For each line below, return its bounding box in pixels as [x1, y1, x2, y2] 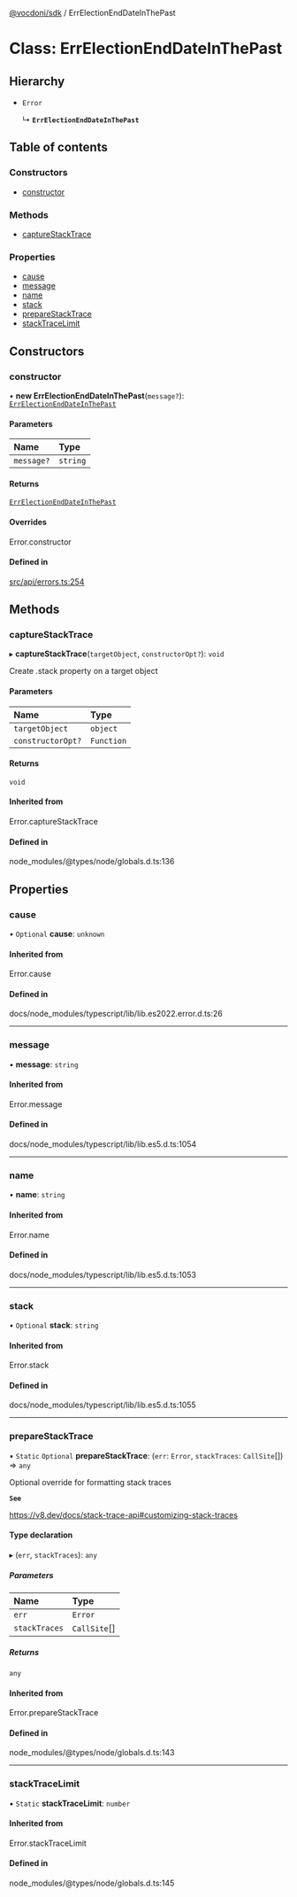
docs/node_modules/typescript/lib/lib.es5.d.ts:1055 [9, 1399, 196, 1411]
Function [89, 735, 127, 746]
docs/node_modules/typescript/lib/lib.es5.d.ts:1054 [9, 1139, 197, 1150]
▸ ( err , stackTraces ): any [9, 1549, 97, 1560]
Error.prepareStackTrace [9, 1707, 99, 1718]
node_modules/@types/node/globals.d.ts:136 [9, 856, 175, 867]
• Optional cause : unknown [9, 928, 105, 939]
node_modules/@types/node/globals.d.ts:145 [9, 1878, 175, 1889]
